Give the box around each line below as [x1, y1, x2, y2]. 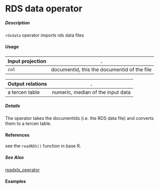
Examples [5, 178, 26, 184]
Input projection [7, 58, 46, 65]
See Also [5, 154, 24, 160]
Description [5, 19, 30, 25]
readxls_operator [5, 167, 40, 173]
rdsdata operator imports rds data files [5, 32, 84, 38]
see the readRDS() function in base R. [5, 143, 81, 149]
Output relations [7, 81, 47, 88]
